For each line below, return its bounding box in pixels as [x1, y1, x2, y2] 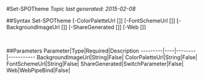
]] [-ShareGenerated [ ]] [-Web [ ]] [63, 24, 147, 31]
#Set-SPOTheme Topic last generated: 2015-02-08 [6, 5, 136, 12]
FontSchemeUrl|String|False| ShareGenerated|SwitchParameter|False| [6, 60, 184, 67]
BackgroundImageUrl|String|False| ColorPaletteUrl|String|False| [36, 54, 197, 60]
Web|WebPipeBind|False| [6, 67, 70, 74]
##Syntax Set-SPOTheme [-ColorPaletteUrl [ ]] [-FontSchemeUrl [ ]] [6, 17, 175, 24]
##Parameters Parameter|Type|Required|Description [6, 47, 139, 54]
